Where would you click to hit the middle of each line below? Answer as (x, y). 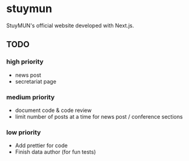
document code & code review (53, 110)
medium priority (31, 97)
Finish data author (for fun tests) (55, 152)
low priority (24, 132)
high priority (25, 62)
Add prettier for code (41, 146)
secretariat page (35, 81)
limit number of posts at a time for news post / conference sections (99, 116)
